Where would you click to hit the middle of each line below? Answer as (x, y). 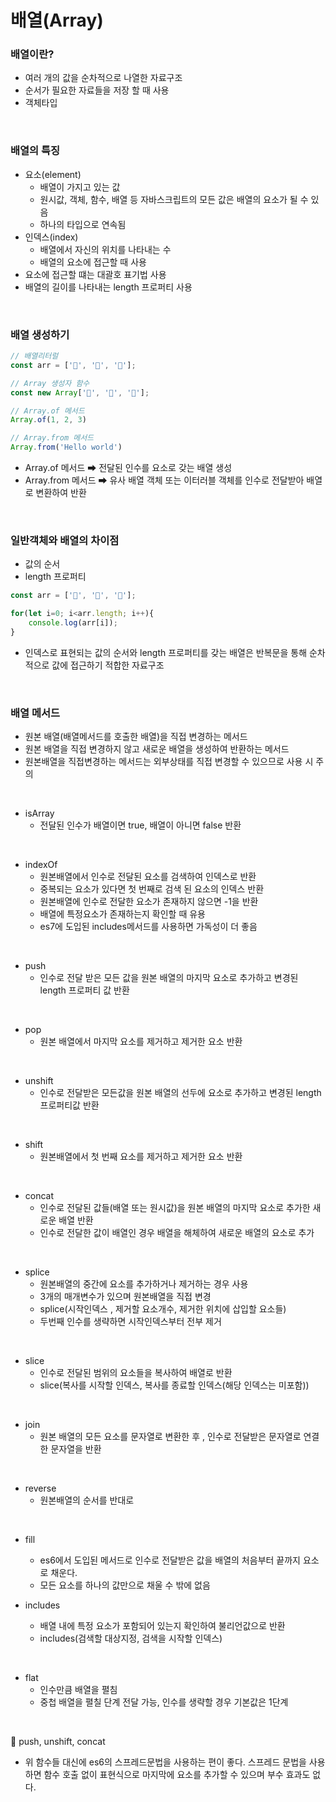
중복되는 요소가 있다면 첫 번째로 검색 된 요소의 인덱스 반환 (152, 889)
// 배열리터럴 (34, 356)
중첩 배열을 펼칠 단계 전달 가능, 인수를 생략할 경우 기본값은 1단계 (164, 1702)
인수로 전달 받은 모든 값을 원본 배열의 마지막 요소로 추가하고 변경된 (169, 978)
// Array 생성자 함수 (50, 383)
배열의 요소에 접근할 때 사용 (93, 262)
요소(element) (53, 174)
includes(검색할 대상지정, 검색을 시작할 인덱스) (131, 1638)
